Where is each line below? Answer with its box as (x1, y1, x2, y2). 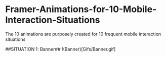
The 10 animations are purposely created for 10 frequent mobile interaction (5, 31, 161, 37)
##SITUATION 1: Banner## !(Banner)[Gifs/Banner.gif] (5, 46, 116, 52)
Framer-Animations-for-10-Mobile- (5, 4, 157, 15)
